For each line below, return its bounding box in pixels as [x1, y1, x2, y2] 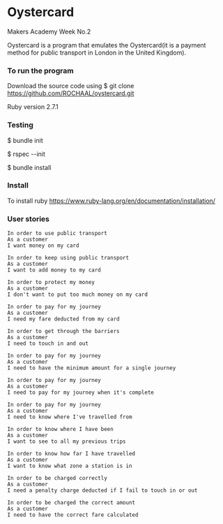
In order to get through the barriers [7, 328, 120, 335]
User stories [7, 214, 50, 224]
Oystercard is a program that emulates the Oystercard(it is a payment [7, 41, 206, 49]
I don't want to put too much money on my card [7, 291, 148, 298]
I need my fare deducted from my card [7, 316, 120, 323]
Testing [7, 120, 33, 130]
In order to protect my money [7, 279, 95, 286]
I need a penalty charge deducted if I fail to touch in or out [7, 487, 198, 494]
